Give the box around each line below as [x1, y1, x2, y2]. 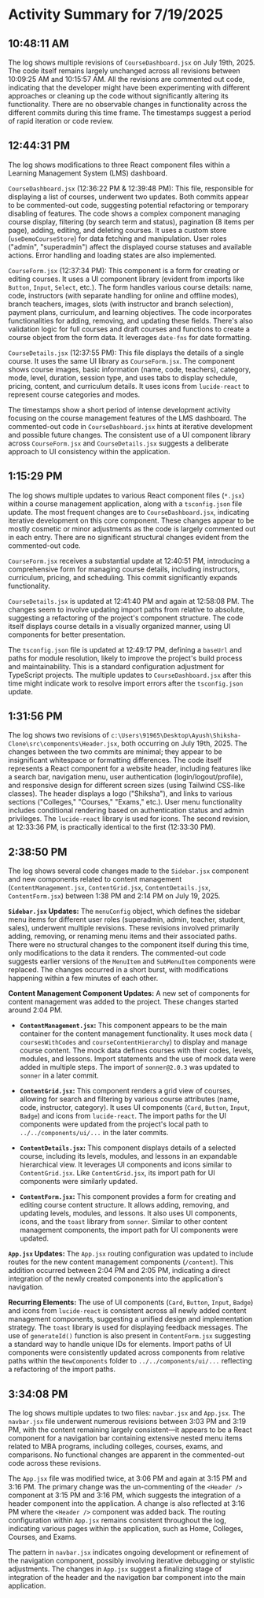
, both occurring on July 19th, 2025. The [116, 738, 247, 749]
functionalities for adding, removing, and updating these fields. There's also [8, 316, 254, 325]
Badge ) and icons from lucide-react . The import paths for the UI [19, 1112, 226, 1121]
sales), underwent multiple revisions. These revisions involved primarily [8, 923, 240, 933]
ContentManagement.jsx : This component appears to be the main [19, 1021, 228, 1030]
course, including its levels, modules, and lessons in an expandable [19, 1152, 238, 1161]
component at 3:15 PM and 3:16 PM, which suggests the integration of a [8, 1490, 241, 1500]
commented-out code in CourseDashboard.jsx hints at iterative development [8, 421, 253, 431]
